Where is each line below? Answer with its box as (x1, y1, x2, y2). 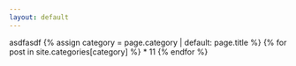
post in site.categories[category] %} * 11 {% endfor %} (9, 46, 209, 57)
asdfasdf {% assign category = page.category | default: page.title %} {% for (9, 37, 287, 48)
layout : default (9, 12, 69, 22)
